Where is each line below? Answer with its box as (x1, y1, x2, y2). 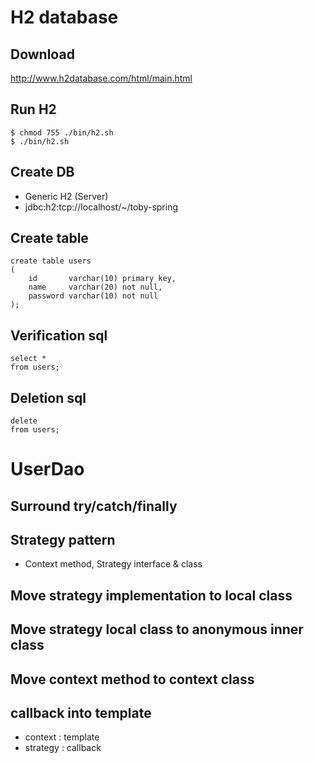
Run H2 (10, 101, 57, 118)
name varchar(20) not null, (28, 282, 163, 293)
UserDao (10, 458, 85, 481)
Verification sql (10, 327, 108, 344)
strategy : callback (24, 742, 102, 754)
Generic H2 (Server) (24, 190, 109, 202)
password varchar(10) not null (28, 291, 159, 301)
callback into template (10, 705, 152, 722)
